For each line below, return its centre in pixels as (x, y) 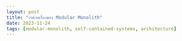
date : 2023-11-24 (28, 23)
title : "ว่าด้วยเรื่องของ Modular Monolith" (55, 17)
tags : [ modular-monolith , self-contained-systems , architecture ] (91, 29)
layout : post (23, 12)
